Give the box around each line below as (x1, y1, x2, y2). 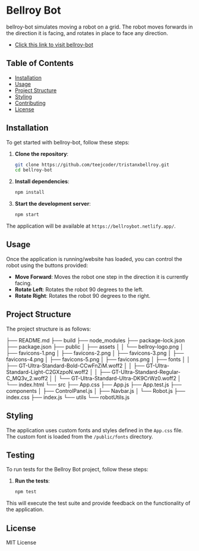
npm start (14, 212, 40, 218)
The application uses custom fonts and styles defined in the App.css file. (6, 426, 183, 434)
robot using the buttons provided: (6, 262, 88, 269)
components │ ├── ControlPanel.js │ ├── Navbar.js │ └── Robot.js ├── (6, 387, 186, 394)
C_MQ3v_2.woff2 (6, 374, 49, 382)
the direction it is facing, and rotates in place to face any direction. (6, 29, 168, 36)
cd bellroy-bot (14, 167, 53, 173)
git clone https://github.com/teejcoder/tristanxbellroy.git (14, 162, 170, 168)
